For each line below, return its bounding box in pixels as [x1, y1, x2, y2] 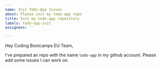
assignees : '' [5, 25, 34, 30]
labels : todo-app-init [5, 20, 51, 26]
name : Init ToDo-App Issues [5, 7, 62, 12]
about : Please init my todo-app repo [5, 12, 82, 17]
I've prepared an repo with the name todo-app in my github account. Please [5, 52, 156, 58]
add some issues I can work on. [5, 57, 69, 63]
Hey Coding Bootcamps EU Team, [5, 43, 74, 49]
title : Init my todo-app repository [5, 16, 80, 21]
